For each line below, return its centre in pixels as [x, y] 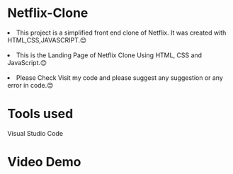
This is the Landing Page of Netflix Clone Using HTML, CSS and [109, 55]
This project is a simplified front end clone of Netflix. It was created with [121, 33]
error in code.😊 [30, 85]
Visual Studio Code [35, 133]
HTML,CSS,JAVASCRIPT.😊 [47, 40]
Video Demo [44, 162]
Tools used [40, 114]
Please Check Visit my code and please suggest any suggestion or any [120, 77]
